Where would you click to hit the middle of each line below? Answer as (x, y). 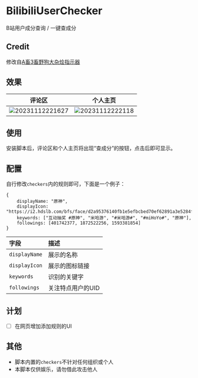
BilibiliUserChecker (54, 11)
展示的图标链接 (69, 266)
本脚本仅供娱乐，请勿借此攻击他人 (56, 369)
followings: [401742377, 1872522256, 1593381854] (79, 223)
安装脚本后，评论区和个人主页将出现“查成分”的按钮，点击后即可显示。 (91, 148)
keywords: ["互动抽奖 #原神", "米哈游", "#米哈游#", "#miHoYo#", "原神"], (104, 218)
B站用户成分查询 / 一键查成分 (41, 28)
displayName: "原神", (42, 202)
